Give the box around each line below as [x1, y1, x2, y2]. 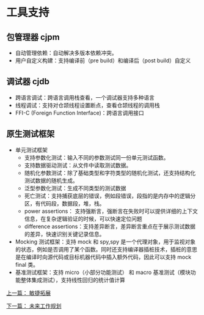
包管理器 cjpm [6, 32, 60, 42]
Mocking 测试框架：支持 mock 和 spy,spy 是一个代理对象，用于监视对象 [15, 238, 196, 245]
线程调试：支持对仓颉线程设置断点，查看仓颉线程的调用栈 [15, 102, 160, 109]
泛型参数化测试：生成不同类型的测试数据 [24, 184, 126, 191]
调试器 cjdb [6, 76, 50, 87]
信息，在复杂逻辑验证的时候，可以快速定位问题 [24, 215, 142, 222]
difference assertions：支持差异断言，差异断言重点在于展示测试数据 [24, 223, 196, 230]
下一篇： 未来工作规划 [6, 302, 62, 309]
